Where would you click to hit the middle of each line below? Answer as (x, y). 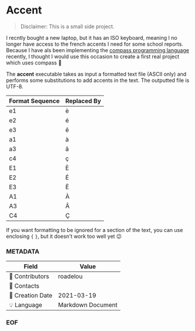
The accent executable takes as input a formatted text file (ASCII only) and (96, 74)
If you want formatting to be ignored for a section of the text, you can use (95, 230)
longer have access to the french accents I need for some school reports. (95, 44)
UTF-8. (15, 86)
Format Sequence (34, 101)
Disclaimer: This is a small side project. (67, 26)
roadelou (71, 277)
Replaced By (83, 101)
